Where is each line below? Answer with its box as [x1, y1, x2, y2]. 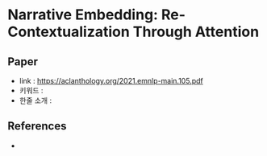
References [7, 119, 67, 133]
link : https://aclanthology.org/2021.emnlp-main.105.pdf [19, 76, 203, 85]
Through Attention [132, 23, 260, 41]
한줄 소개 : [19, 96, 52, 105]
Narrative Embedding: [7, 6, 159, 24]
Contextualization [7, 23, 130, 41]
